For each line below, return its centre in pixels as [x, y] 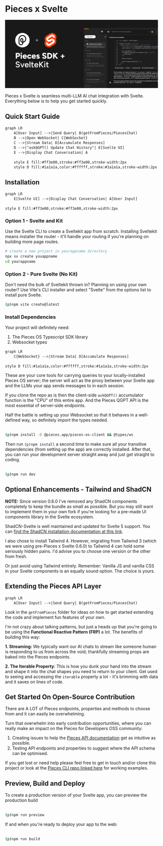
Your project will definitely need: [37, 328]
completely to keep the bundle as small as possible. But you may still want [79, 506]
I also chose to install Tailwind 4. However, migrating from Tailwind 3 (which [81, 541]
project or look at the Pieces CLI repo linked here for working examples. [77, 768]
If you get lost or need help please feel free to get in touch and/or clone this [81, 763]
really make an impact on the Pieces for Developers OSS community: [74, 729]
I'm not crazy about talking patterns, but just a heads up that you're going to [81, 626]
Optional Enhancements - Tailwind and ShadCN [78, 490]
